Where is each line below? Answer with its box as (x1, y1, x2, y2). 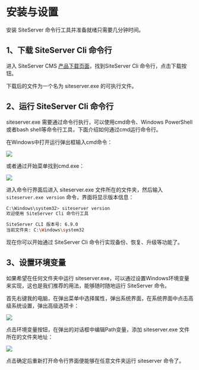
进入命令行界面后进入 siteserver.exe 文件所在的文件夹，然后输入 (6, 186, 163, 193)
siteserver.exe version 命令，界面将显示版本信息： (6, 193, 134, 200)
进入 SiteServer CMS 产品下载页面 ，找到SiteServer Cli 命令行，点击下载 (6, 62, 182, 69)
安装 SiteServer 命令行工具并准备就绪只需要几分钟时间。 (6, 26, 144, 33)
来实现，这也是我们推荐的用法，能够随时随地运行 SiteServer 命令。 (6, 282, 170, 289)
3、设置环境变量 (6, 258, 67, 268)
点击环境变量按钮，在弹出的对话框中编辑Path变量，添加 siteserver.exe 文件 (6, 325, 190, 333)
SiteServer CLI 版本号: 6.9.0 (6, 221, 78, 228)
